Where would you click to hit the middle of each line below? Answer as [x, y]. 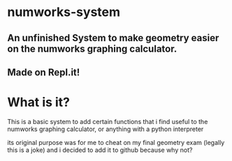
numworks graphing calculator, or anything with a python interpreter [106, 129]
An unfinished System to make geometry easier [113, 38]
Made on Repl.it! [44, 72]
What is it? [39, 102]
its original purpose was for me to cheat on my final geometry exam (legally [116, 142]
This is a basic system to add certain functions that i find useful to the [108, 121]
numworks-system [64, 12]
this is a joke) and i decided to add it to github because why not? [100, 150]
